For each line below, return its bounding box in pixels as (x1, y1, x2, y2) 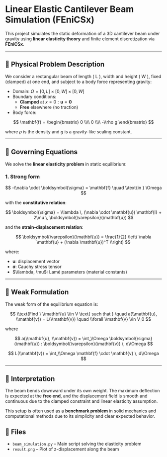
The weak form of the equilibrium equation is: (5, 301, 98, 307)
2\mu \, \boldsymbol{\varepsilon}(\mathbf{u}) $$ (33, 214, 134, 220)
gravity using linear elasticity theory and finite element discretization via (5, 36, 155, 42)
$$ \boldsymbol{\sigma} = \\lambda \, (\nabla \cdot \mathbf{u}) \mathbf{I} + (5, 209, 162, 215)
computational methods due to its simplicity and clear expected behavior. (5, 413, 156, 419)
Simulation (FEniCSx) (5, 14, 94, 25)
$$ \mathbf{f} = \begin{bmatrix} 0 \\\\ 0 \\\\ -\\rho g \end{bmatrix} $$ (13, 119, 154, 125)
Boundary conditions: (12, 93, 57, 99)
